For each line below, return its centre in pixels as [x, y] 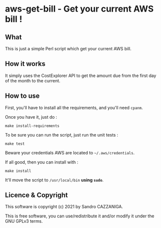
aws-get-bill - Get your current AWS [79, 9]
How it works [25, 64]
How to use [22, 96]
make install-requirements [32, 126]
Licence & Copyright [36, 195]
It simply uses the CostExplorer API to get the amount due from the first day [81, 76]
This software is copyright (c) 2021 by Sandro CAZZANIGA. [64, 207]
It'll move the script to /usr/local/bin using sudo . [54, 180]
